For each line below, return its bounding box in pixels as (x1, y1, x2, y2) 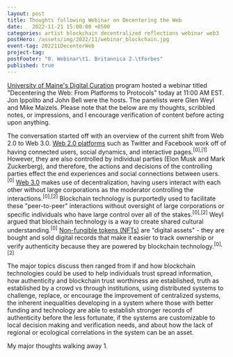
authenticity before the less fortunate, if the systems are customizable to (7, 313, 216, 322)
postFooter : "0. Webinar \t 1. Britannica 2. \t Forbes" (7, 56, 163, 63)
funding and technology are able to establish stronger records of (7, 306, 193, 314)
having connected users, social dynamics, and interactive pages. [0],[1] (7, 146, 207, 156)
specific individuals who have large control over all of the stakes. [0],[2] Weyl (7, 209, 224, 219)
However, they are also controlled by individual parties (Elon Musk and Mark (7, 154, 225, 164)
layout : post (7, 10, 45, 17)
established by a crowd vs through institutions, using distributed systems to (7, 283, 224, 292)
